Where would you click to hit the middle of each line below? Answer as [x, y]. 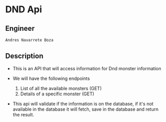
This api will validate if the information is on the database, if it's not [83, 104]
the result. [23, 114]
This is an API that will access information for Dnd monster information [87, 68]
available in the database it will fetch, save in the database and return [86, 109]
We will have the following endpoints [51, 78]
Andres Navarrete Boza [29, 40]
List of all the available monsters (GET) [61, 88]
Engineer [20, 28]
